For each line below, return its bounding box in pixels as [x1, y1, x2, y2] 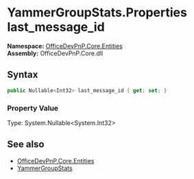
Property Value [7, 103, 59, 113]
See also [7, 139, 45, 150]
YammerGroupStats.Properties [7, 5, 187, 20]
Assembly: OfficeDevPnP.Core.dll [7, 49, 104, 57]
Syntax [7, 69, 38, 81]
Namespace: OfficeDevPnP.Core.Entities [7, 42, 123, 50]
